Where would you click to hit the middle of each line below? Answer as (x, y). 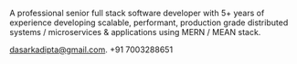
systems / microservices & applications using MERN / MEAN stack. (135, 32)
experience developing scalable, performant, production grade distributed (149, 23)
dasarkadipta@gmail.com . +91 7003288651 (91, 50)
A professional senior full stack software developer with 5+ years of (137, 13)
